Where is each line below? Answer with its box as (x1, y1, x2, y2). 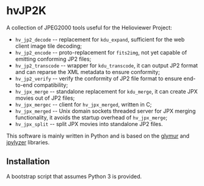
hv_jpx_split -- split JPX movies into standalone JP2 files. (15, 120, 163, 127)
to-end (15, 81, 33, 89)
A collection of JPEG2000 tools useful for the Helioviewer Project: (6, 24, 172, 31)
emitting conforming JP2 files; (15, 55, 92, 62)
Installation (6, 157, 50, 167)
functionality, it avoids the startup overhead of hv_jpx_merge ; (15, 114, 168, 121)
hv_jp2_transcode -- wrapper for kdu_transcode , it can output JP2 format (15, 62, 199, 69)
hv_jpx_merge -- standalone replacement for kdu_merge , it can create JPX (15, 87, 198, 95)
